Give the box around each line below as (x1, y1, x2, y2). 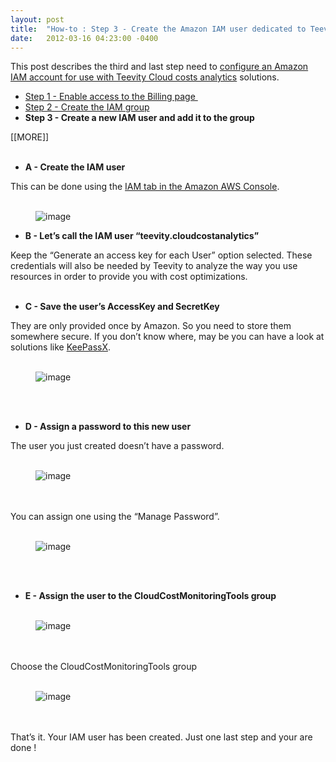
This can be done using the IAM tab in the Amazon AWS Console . (10, 181, 280, 193)
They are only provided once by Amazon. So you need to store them (10, 320, 292, 332)
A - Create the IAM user (24, 161, 126, 173)
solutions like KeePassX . (10, 341, 112, 353)
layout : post (10, 14, 65, 25)
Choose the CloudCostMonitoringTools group (10, 661, 197, 673)
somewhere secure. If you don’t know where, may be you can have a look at (10, 331, 325, 343)
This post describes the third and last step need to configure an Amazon (10, 61, 309, 73)
